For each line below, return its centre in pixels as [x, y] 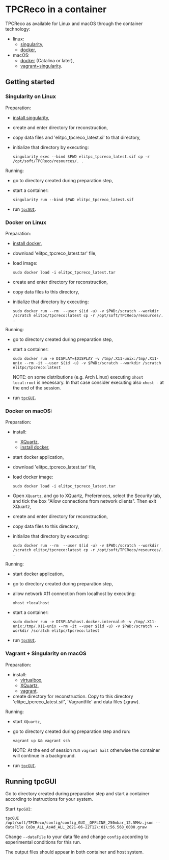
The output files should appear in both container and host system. [75, 852]
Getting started [30, 82]
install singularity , [31, 117]
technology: [18, 29]
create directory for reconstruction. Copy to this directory [73, 696]
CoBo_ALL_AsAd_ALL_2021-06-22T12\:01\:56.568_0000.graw [86, 827]
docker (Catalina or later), [47, 60]
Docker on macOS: [29, 411]
